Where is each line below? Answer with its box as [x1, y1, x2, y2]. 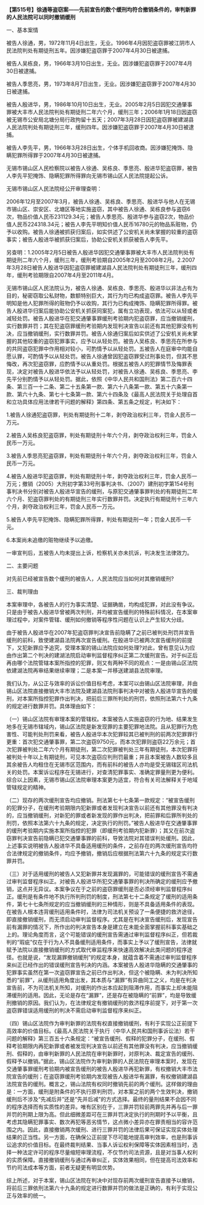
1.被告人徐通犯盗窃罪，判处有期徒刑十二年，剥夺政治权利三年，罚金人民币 [6, 411, 191, 418]
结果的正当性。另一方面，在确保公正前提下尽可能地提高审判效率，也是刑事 [6, 1133, 192, 1141]
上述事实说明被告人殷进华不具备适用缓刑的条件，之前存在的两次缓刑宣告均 [6, 842, 192, 849]
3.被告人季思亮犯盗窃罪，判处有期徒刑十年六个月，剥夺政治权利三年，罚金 [6, 452, 192, 459]
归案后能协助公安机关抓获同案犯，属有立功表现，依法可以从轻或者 [32, 307, 198, 314]
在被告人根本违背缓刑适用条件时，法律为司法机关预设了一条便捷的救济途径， [6, 908, 198, 915]
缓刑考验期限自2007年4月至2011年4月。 [16, 271, 117, 279]
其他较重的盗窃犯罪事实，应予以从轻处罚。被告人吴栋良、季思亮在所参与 [16, 338, 198, 345]
